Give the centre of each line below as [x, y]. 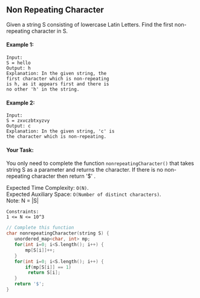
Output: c [19, 126]
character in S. [50, 31]
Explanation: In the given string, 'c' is [60, 131]
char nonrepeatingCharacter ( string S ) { [58, 233]
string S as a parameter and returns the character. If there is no [85, 170]
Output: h [19, 68]
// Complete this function [40, 228]
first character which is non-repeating [58, 79]
